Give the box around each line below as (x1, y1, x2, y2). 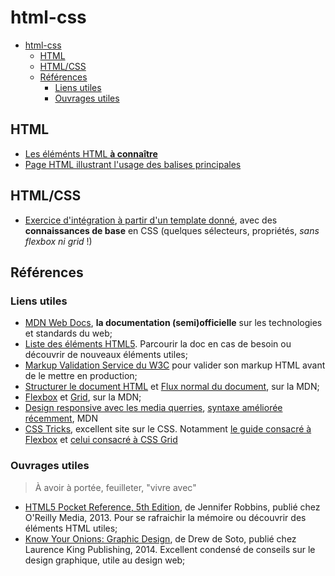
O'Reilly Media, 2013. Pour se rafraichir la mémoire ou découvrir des (24, 511, 307, 523)
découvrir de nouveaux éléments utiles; (24, 349, 188, 361)
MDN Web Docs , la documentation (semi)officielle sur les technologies (24, 317, 323, 329)
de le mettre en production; (24, 370, 138, 382)
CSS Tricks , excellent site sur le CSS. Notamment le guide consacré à (24, 423, 312, 435)
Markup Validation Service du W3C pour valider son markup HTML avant (24, 359, 326, 371)
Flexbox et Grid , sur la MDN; (24, 391, 142, 403)
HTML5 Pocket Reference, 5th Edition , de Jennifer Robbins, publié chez (24, 501, 321, 513)
